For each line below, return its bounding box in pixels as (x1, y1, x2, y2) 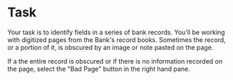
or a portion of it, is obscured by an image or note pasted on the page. (7, 43, 214, 51)
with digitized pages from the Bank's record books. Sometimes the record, (7, 35, 226, 44)
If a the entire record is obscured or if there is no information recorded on (7, 56, 223, 65)
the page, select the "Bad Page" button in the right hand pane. (7, 64, 190, 73)
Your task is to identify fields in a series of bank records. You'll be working (7, 28, 226, 36)
